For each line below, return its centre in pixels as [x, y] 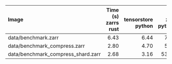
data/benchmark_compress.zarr [47, 46]
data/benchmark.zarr [33, 38]
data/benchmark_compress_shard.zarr [55, 54]
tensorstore [138, 20]
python [144, 26]
